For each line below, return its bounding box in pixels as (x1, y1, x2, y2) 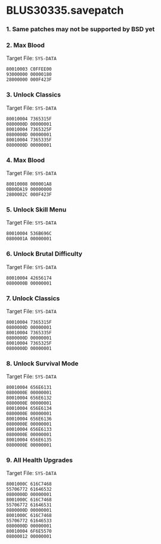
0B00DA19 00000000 (6, 186, 52, 192)
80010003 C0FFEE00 (6, 67, 52, 72)
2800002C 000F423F (6, 192, 52, 198)
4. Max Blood (6, 156, 45, 164)
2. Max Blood (6, 41, 45, 50)
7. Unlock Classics (6, 294, 60, 303)
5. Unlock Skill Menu (6, 205, 67, 213)
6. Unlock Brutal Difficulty (6, 250, 82, 258)
